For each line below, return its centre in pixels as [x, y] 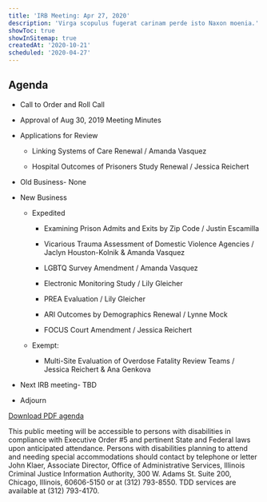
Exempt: [45, 345]
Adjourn [33, 400]
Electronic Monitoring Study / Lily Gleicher [114, 283]
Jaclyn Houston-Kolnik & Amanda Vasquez [114, 252]
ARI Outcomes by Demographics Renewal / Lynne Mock [135, 314]
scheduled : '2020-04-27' [50, 53]
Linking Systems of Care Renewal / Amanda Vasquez [119, 151]
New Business [44, 197]
